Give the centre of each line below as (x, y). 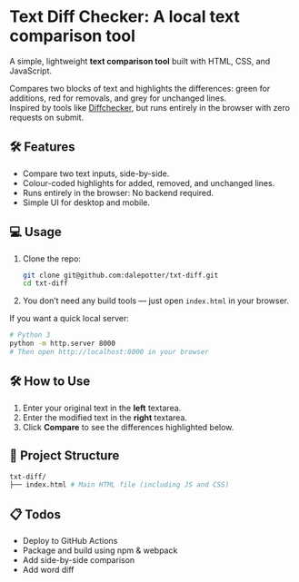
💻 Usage (35, 232)
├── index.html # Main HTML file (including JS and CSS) (120, 485)
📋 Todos (35, 514)
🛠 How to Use (50, 382)
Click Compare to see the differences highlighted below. (128, 427)
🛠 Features (42, 147)
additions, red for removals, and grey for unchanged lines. (118, 98)
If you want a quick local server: (70, 319)
